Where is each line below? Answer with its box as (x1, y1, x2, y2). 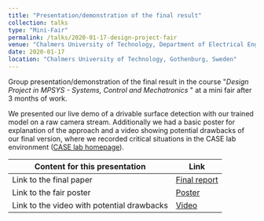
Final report (175, 174, 218, 185)
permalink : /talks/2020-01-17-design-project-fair (8, 33, 178, 42)
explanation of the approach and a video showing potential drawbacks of (8, 125, 245, 134)
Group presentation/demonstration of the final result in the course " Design (8, 76, 249, 87)
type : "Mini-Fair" (8, 26, 68, 34)
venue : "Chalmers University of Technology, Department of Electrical (8, 41, 244, 49)
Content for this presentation (34, 160, 146, 171)
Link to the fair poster (12, 186, 91, 197)
